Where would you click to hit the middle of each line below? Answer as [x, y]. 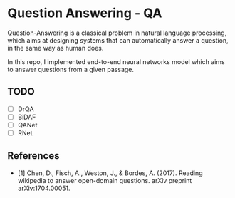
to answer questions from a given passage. [70, 69]
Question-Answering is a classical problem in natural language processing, [117, 33]
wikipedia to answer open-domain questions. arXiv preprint [105, 180]
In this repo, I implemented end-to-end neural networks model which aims [116, 61]
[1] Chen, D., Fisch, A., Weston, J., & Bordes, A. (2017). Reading [110, 173]
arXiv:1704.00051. [44, 188]
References [33, 156]
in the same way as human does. [56, 48]
